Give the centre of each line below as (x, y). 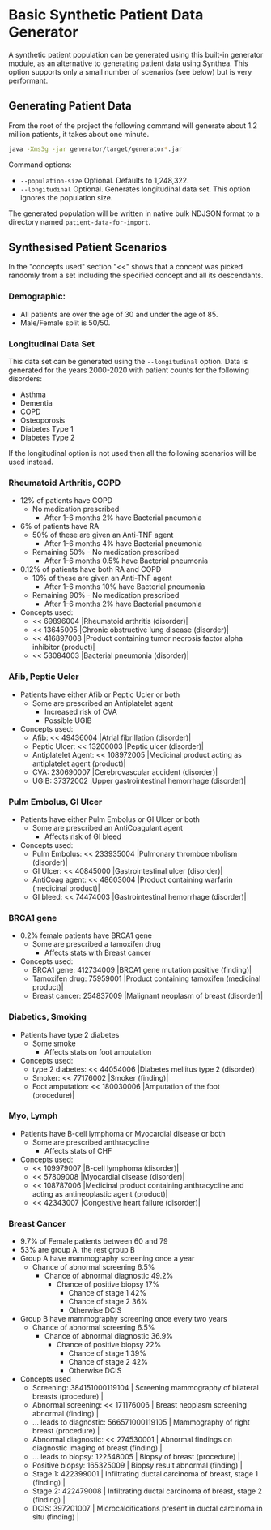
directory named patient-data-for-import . (80, 221)
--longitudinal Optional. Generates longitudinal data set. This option (135, 189)
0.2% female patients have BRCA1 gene (86, 935)
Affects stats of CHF (78, 1150)
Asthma (33, 394)
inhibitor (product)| (64, 647)
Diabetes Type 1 (47, 429)
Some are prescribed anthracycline (91, 1142)
